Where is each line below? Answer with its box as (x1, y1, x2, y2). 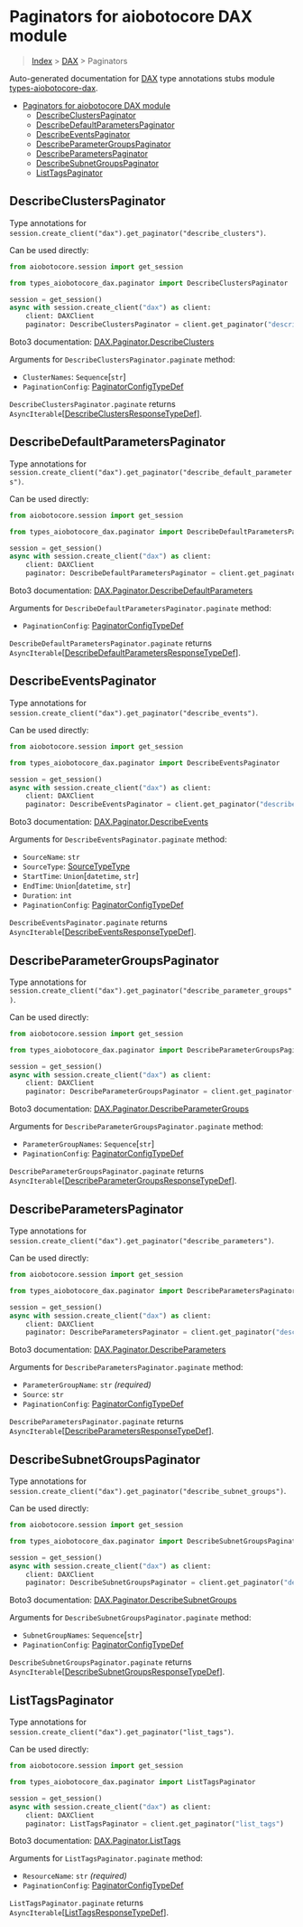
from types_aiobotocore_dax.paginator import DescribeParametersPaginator (9, 1286, 297, 1295)
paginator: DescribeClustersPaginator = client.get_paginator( (25, 320, 269, 329)
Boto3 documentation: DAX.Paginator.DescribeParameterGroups (9, 1103, 250, 1114)
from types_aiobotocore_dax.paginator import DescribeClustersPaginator (9, 279, 289, 288)
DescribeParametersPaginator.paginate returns (9, 1416, 184, 1427)
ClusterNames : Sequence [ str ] (22, 372, 126, 382)
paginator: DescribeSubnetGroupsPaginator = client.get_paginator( (25, 1578, 284, 1588)
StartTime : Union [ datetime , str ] (22, 871, 139, 882)
